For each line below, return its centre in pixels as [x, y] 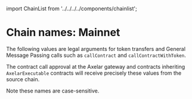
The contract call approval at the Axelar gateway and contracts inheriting [96, 66]
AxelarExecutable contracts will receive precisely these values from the [94, 73]
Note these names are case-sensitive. [53, 91]
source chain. [23, 79]
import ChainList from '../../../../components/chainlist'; [72, 9]
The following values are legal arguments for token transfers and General [96, 49]
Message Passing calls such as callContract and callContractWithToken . [96, 55]
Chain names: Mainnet [63, 33]
